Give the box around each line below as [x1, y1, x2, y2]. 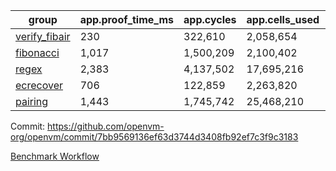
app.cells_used [246, 13, 320, 26]
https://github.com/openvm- [47, 120, 165, 132]
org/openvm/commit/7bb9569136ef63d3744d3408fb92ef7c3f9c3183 [10, 131, 299, 143]
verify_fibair [15, 30, 71, 43]
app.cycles [183, 13, 237, 26]
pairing [15, 95, 49, 108]
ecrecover [15, 79, 64, 92]
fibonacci [15, 46, 60, 59]
